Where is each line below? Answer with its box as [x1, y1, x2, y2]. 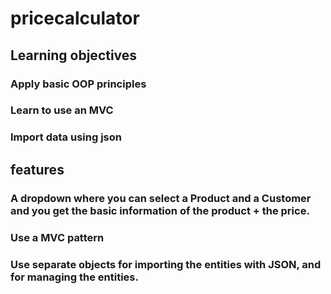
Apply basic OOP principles [10, 77, 147, 91]
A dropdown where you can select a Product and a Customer [10, 191, 312, 205]
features [10, 161, 65, 178]
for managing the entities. [10, 270, 139, 284]
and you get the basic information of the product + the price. [10, 203, 310, 217]
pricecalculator [10, 7, 140, 30]
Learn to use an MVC [10, 103, 114, 117]
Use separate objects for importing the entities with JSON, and [10, 257, 322, 271]
